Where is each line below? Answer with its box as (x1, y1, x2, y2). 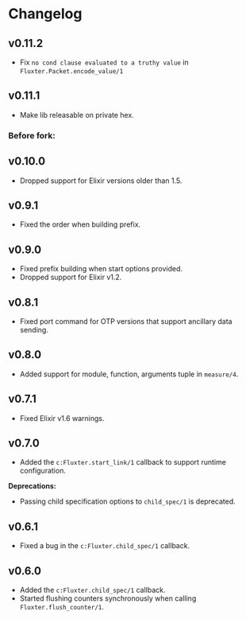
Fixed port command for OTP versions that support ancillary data (19, 316, 233, 326)
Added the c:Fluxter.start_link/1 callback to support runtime (19, 457, 226, 467)
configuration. (19, 466, 66, 476)
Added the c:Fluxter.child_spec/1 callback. (19, 586, 166, 595)
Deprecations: (8, 481, 57, 491)
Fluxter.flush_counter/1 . (19, 602, 105, 612)
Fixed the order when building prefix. (19, 220, 141, 229)
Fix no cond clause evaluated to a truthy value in (19, 57, 189, 67)
